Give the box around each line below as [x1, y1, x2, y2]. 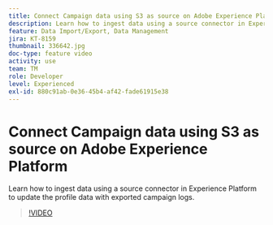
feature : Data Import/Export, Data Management [8, 27, 169, 35]
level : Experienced [8, 80, 75, 88]
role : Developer [8, 72, 63, 80]
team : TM [8, 65, 38, 73]
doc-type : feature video [8, 50, 93, 58]
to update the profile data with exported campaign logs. [8, 193, 195, 202]
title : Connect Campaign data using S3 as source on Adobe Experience [8, 11, 253, 20]
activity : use [8, 58, 57, 66]
